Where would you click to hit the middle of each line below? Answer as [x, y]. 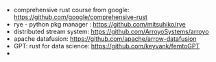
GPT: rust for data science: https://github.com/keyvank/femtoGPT [107, 46]
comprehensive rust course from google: [71, 10]
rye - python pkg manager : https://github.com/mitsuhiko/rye [100, 24]
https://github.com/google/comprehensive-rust [80, 17]
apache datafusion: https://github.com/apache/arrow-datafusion [105, 39]
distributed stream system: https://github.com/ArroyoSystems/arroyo [111, 31]
